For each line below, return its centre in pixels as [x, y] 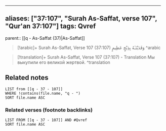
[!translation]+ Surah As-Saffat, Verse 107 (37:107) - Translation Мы [86, 57]
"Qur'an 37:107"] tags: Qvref [51, 26]
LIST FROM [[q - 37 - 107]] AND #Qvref [46, 120]
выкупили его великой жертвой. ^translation [63, 62]
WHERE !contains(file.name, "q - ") [43, 93]
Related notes [27, 78]
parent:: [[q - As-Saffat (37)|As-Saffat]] [45, 38]
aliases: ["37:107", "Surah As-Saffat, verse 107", [81, 18]
